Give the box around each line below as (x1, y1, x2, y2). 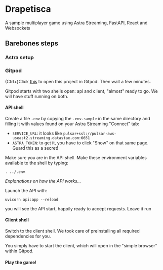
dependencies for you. (5, 233, 51, 239)
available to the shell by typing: (5, 160, 68, 166)
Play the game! (5, 259, 37, 265)
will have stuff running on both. (5, 93, 68, 99)
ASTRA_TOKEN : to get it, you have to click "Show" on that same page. (12, 139, 149, 146)
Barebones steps (5, 39, 58, 48)
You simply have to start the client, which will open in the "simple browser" (5, 242, 157, 248)
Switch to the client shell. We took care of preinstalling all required (5, 228, 140, 234)
